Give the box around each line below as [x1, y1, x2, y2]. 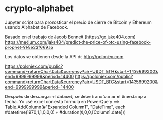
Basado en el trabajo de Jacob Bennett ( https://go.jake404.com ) [5, 34, 136, 40]
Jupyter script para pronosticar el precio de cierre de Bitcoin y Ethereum [5, 19, 152, 25]
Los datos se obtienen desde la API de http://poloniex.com [5, 53, 124, 59]
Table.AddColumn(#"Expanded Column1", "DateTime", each [5, 104, 126, 110]
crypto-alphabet [5, 3, 74, 14]
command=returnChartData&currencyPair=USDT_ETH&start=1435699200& [5, 68, 158, 74]
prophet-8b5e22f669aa [5, 44, 53, 50]
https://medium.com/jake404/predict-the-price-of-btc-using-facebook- [5, 39, 151, 45]
